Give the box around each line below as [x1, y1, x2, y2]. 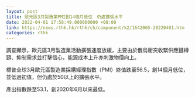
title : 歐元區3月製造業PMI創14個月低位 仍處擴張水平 [6, 14, 124, 20]
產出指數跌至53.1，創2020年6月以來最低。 [6, 86, 108, 93]
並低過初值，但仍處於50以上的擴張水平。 [6, 74, 105, 81]
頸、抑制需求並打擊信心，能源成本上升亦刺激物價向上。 [6, 54, 139, 61]
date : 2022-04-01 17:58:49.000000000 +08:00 [6, 19, 117, 25]
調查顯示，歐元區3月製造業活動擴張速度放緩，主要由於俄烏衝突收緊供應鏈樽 [6, 47, 189, 54]
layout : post [6, 8, 38, 14]
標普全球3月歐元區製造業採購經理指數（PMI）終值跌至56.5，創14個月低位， [6, 66, 189, 73]
